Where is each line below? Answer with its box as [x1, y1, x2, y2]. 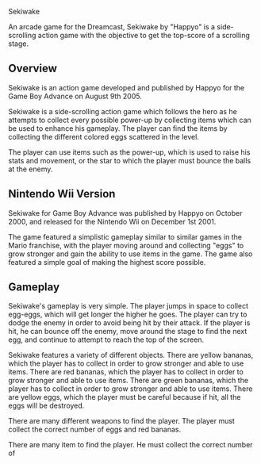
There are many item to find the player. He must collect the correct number [8, 440, 253, 450]
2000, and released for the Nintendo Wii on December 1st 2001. [8, 217, 217, 226]
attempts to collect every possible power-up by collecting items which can [8, 115, 251, 125]
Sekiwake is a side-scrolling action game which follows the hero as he [8, 106, 238, 116]
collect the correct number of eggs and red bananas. [8, 424, 181, 435]
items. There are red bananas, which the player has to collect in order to [8, 367, 244, 377]
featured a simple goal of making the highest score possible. [8, 257, 206, 267]
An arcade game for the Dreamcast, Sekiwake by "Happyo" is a [8, 22, 216, 31]
